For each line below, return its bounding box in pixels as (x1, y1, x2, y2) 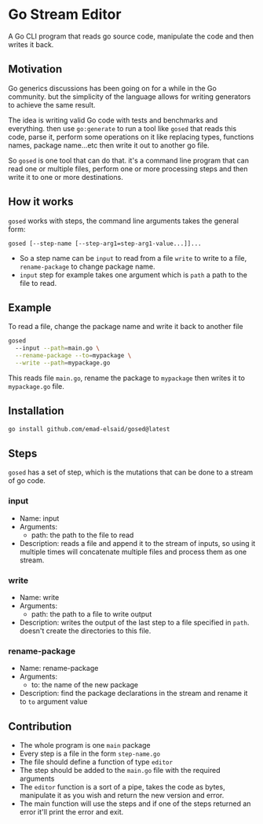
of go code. (8, 476, 46, 485)
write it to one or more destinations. (8, 172, 123, 181)
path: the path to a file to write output (31, 609, 152, 618)
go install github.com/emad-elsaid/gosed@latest (8, 425, 170, 433)
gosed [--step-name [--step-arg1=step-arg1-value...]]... (8, 240, 202, 247)
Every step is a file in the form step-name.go (19, 749, 161, 759)
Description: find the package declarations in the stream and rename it (19, 689, 248, 698)
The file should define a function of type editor (19, 757, 174, 767)
